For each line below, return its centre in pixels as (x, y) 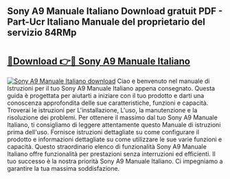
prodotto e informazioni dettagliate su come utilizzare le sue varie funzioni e (115, 139)
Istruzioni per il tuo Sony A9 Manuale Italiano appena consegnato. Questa (111, 88)
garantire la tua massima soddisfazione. (64, 168)
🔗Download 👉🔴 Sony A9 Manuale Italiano (99, 61)
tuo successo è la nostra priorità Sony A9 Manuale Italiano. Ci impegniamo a (115, 161)
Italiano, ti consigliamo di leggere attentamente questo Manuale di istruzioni (114, 125)
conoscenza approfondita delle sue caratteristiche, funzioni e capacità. (108, 103)
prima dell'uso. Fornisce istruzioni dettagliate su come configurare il (103, 132)
